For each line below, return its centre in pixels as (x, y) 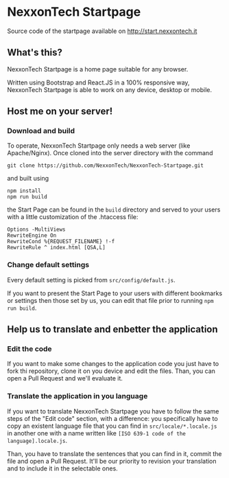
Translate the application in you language (77, 396)
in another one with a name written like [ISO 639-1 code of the (97, 433)
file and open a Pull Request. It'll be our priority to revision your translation (112, 461)
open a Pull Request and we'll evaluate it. (65, 378)
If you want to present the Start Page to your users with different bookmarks (115, 293)
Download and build (41, 131)
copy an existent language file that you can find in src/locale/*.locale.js (112, 426)
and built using (28, 179)
